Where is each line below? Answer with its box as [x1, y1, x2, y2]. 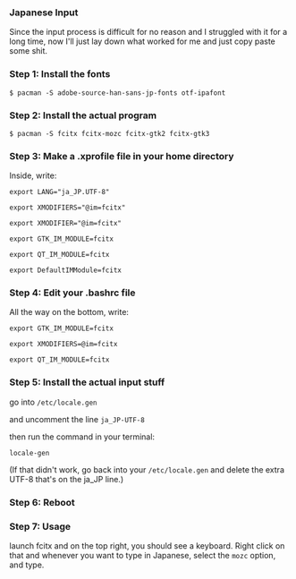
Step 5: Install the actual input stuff [9, 376, 165, 388]
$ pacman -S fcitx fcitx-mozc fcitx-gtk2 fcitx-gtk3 [9, 129, 210, 138]
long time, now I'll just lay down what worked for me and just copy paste [9, 36, 275, 47]
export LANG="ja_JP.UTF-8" [9, 188, 110, 197]
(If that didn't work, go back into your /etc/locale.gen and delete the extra [9, 464, 284, 475]
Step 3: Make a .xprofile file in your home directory [9, 149, 234, 162]
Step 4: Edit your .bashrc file [9, 286, 136, 299]
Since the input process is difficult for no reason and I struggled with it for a [9, 27, 288, 38]
